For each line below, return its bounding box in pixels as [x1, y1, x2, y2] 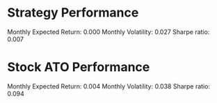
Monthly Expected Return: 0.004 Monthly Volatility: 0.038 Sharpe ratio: [7, 82, 211, 91]
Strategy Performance [7, 5, 139, 21]
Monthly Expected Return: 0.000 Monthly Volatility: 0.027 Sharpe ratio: [7, 28, 210, 36]
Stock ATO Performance [7, 59, 150, 75]
